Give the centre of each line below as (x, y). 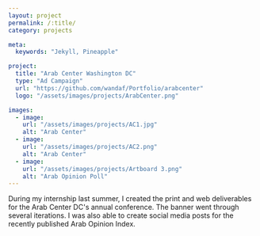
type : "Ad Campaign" (49, 81)
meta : (17, 44)
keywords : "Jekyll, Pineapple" (67, 52)
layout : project (35, 15)
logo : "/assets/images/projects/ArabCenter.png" (97, 96)
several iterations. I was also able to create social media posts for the (121, 215)
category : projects (40, 30)
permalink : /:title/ (42, 23)
